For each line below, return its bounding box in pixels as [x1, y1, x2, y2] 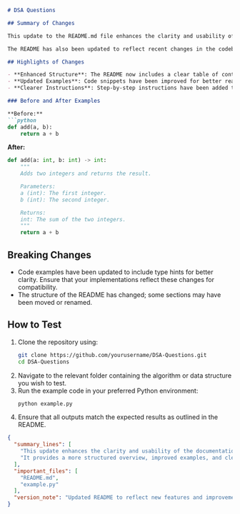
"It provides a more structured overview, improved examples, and [20, 454, 222, 461]
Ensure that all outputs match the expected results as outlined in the [17, 413, 219, 421]
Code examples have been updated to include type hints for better [17, 268, 214, 276]
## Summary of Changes [7, 19, 75, 26]
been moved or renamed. [17, 298, 93, 306]
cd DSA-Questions [17, 358, 70, 366]
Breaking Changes [7, 248, 91, 261]
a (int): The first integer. [20, 189, 107, 196]
